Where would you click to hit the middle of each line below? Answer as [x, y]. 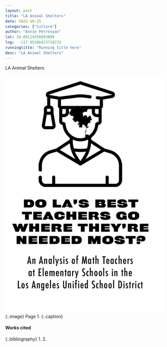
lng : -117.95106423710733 [33, 43]
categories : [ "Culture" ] [31, 27]
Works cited [18, 328]
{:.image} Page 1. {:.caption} [34, 316]
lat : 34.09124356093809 [30, 37]
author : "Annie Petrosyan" [33, 32]
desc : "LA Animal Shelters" [34, 53]
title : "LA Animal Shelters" [35, 16]
